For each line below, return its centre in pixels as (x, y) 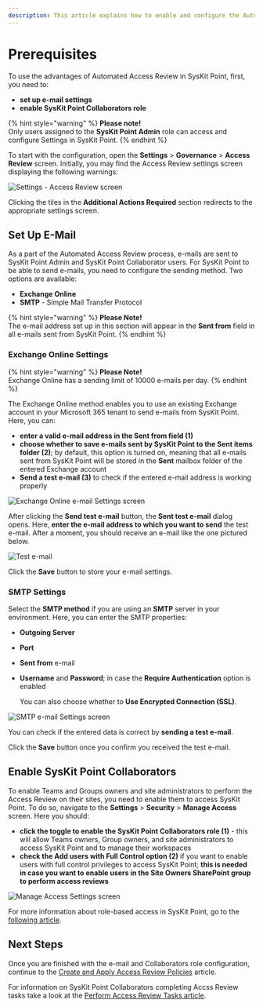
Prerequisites (53, 54)
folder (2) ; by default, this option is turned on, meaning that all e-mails (133, 452)
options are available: (43, 279)
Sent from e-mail (47, 662)
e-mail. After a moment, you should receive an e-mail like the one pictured (128, 533)
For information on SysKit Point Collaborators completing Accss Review (123, 987)
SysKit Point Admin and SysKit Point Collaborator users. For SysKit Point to (129, 262)
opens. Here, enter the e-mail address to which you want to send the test (128, 524)
